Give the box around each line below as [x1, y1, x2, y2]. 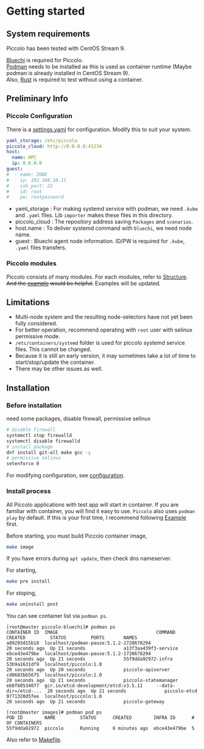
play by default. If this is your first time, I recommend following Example [6, 514, 187, 521]
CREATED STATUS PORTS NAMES [6, 635, 138, 641]
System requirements [6, 29, 90, 39]
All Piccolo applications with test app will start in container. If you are [6, 501, 179, 508]
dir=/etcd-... [6, 688, 43, 694]
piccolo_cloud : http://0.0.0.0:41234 [6, 143, 102, 149]
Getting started [6, 4, 85, 18]
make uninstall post [6, 602, 59, 608]
